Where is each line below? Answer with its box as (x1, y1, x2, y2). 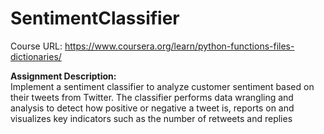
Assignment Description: (10, 70, 117, 82)
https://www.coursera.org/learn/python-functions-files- (64, 40, 295, 52)
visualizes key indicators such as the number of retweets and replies (10, 112, 293, 124)
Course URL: (10, 40, 63, 52)
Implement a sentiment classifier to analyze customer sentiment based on (10, 80, 315, 92)
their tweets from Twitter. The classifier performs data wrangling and (10, 91, 294, 103)
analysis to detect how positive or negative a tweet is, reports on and (10, 102, 295, 114)
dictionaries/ (10, 50, 62, 62)
